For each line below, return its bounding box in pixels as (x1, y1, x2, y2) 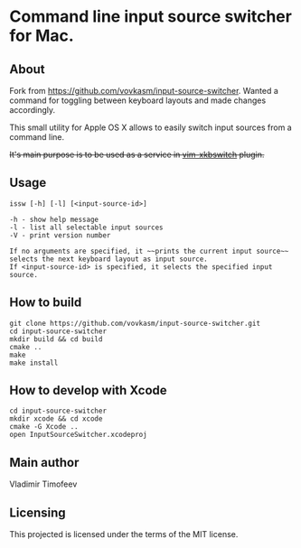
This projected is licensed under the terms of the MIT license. (9, 529, 239, 540)
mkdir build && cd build (9, 334, 103, 344)
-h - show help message (9, 215, 99, 224)
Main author (9, 454, 80, 470)
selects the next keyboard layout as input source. (9, 255, 208, 264)
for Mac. (9, 25, 74, 46)
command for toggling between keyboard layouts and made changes (9, 95, 267, 106)
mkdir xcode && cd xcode (9, 414, 103, 423)
